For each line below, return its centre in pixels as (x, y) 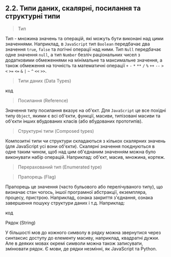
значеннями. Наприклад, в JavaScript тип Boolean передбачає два (78, 44)
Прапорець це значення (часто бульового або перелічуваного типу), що (84, 187)
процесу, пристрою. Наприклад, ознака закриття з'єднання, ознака (79, 197)
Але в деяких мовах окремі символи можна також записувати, (74, 243)
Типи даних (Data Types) (44, 80)
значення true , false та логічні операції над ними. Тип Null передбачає (83, 49)
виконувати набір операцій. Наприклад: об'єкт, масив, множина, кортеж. (85, 157)
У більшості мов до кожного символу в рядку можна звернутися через (83, 232)
